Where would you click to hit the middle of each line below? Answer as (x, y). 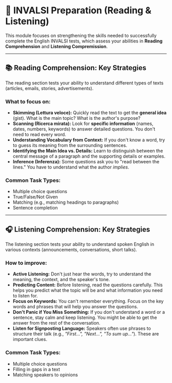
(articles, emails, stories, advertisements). (49, 88)
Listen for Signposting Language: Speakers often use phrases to (82, 328)
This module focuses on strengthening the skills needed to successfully (81, 35)
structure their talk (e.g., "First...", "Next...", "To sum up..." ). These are (86, 334)
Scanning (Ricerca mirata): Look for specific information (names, (83, 124)
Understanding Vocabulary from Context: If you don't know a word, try (89, 140)
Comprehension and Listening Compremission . (57, 46)
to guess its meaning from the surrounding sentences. (70, 145)
